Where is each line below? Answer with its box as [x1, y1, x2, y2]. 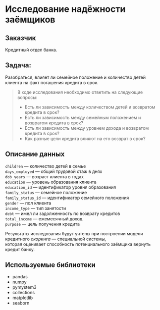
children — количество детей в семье [5, 163, 86, 169]
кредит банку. [5, 246, 35, 252]
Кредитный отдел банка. [5, 47, 57, 52]
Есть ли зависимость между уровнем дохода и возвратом [24, 125, 149, 131]
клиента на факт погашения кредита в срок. [5, 79, 99, 85]
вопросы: [17, 94, 38, 100]
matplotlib [12, 295, 33, 301]
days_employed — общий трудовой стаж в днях [5, 168, 103, 174]
